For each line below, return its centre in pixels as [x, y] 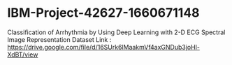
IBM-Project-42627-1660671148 [104, 13]
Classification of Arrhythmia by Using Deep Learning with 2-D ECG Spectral [116, 32]
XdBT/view [23, 55]
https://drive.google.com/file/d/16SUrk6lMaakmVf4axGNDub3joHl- [104, 47]
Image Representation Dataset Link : [59, 39]
